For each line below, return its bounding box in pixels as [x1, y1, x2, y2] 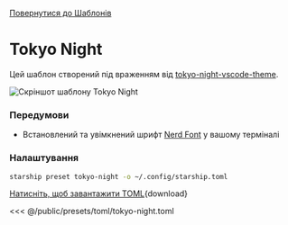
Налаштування [9, 152, 79, 165]
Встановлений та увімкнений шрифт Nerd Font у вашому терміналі [22, 130, 280, 140]
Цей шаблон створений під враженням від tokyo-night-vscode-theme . [9, 68, 279, 79]
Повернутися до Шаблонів [9, 8, 112, 18]
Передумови [9, 108, 70, 121]
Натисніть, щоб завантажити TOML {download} [9, 188, 188, 199]
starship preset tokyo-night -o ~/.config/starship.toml [9, 172, 228, 181]
